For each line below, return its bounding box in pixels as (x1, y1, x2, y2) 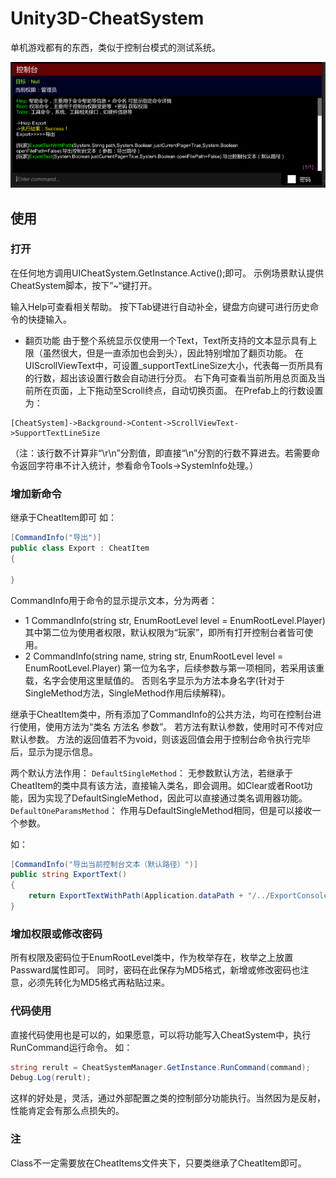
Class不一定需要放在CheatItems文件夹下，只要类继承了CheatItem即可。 (10, 1157, 307, 1169)
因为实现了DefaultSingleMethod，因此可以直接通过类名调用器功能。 (27, 792, 308, 804)
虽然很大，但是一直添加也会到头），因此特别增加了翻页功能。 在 (42, 347, 304, 359)
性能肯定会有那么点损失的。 (10, 1105, 125, 1117)
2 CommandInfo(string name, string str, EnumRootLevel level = (24, 650, 284, 662)
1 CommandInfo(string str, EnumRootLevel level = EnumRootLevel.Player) (24, 614, 326, 626)
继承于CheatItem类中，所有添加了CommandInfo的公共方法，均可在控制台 (10, 708, 313, 720)
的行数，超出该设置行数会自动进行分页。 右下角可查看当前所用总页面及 (24, 372, 317, 384)
